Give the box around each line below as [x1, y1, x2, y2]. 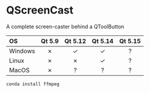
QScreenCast [6, 4, 74, 17]
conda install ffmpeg [6, 81, 60, 87]
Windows [9, 46, 36, 55]
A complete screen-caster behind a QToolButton [6, 23, 125, 30]
